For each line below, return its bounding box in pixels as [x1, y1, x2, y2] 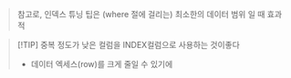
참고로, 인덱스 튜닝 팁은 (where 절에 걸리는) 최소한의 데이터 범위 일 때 [16, 9, 265, 19]
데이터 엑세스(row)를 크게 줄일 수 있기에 [30, 59, 173, 69]
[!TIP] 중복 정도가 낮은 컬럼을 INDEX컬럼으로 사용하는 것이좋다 [16, 40, 241, 50]
